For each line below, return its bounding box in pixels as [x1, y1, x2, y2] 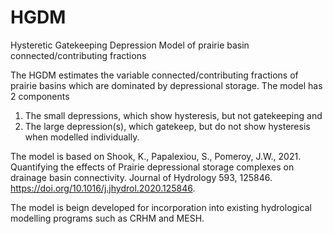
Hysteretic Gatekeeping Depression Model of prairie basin [10, 39, 250, 51]
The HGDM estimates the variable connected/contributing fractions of [10, 69, 299, 81]
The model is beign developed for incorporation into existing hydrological [10, 201, 312, 213]
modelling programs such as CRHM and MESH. [10, 212, 205, 224]
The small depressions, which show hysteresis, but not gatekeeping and [24, 109, 323, 121]
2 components [10, 90, 70, 102]
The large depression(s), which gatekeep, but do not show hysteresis [24, 120, 311, 132]
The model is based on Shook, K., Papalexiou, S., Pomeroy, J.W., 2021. [10, 150, 302, 162]
